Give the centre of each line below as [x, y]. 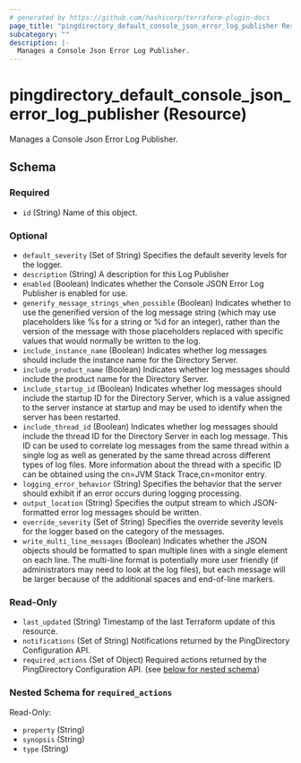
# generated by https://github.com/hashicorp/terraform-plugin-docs [140, 17]
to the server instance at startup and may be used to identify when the [152, 408]
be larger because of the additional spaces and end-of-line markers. [149, 579]
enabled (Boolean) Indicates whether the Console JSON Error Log [143, 284]
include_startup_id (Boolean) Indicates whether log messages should [152, 389]
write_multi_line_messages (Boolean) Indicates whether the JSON [144, 541]
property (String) [53, 729]
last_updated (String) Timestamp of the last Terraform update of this [149, 622]
